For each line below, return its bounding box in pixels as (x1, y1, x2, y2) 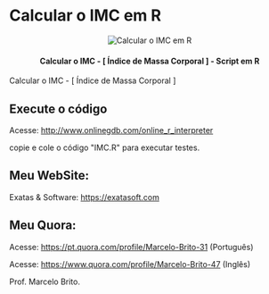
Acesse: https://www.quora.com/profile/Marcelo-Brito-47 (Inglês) (9, 258, 251, 269)
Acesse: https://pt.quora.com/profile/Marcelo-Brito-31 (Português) (9, 241, 254, 252)
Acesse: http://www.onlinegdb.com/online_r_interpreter (9, 124, 214, 135)
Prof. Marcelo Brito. (9, 276, 80, 287)
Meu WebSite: (9, 168, 90, 183)
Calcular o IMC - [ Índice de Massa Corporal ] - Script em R (39, 55, 260, 66)
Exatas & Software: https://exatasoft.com (9, 191, 160, 202)
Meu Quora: (9, 218, 77, 233)
